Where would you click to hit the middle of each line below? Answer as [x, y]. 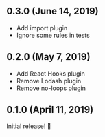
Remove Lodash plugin [49, 81]
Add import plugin [42, 28]
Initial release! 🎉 [29, 126]
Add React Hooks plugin [50, 73]
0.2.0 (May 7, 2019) [48, 57]
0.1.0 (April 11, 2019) [50, 110]
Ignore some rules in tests [53, 35]
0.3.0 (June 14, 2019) [52, 11]
